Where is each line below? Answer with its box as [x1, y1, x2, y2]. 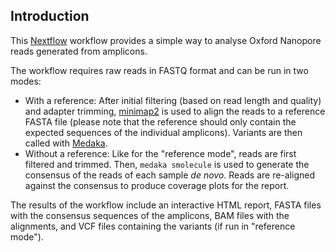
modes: [10, 75, 42, 87]
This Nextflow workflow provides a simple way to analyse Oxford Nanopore [10, 34, 322, 46]
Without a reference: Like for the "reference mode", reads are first [24, 147, 297, 159]
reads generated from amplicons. [10, 45, 148, 57]
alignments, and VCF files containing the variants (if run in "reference [10, 220, 296, 232]
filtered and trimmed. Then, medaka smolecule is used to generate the [24, 158, 310, 170]
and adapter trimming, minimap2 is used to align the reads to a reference [24, 105, 326, 117]
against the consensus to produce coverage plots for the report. [24, 179, 290, 191]
